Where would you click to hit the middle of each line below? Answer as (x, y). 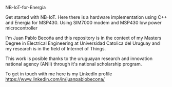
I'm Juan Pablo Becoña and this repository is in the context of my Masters (83, 38)
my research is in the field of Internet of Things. (56, 49)
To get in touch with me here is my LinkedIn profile (59, 74)
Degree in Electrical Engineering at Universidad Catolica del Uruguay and (83, 43)
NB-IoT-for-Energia (26, 7)
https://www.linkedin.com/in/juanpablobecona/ (55, 79)
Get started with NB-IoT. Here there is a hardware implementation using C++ (86, 17)
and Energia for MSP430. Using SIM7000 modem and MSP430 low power (83, 23)
